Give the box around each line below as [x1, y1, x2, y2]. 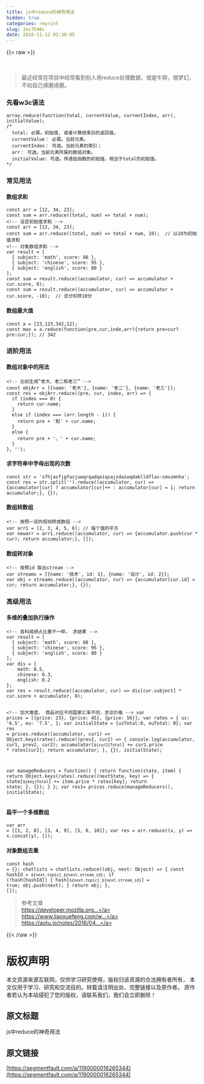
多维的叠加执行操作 [6, 614, 55, 621]
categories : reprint [6, 20, 59, 26]
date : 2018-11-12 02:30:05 [6, 32, 75, 38]
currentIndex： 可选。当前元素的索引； [12, 143, 103, 149]
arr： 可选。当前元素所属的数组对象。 [12, 150, 96, 156]
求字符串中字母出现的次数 [6, 460, 71, 467]
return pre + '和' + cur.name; [17, 418, 96, 424]
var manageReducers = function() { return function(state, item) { [6, 768, 182, 774]
